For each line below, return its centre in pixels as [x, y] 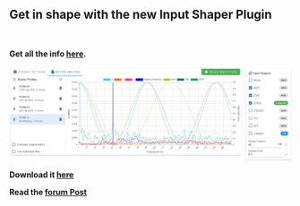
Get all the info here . [48, 54]
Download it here [42, 175]
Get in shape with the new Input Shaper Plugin [141, 15]
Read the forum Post [48, 192]
